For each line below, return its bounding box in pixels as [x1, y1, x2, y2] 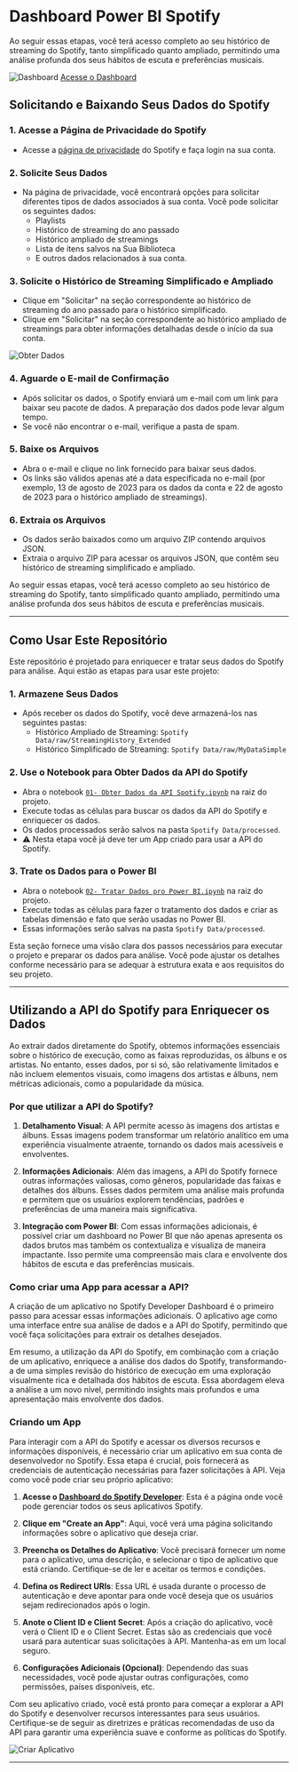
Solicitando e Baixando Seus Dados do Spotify [9, 98, 271, 113]
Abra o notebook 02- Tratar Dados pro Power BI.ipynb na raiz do [21, 885, 263, 896]
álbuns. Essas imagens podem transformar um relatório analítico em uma [21, 1129, 289, 1140]
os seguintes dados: [21, 205, 97, 216]
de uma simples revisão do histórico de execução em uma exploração [15, 1366, 271, 1377]
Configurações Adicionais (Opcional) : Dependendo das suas [21, 1662, 249, 1672]
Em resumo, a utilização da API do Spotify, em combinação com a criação [9, 1346, 279, 1357]
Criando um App [9, 1416, 82, 1428]
